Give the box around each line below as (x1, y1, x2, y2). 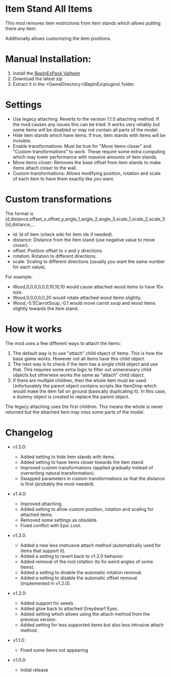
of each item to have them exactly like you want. (12, 175, 115, 182)
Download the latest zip (12, 75, 63, 82)
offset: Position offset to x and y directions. (12, 247, 104, 254)
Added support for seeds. (20, 600, 75, 606)
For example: (5, 274, 33, 280)
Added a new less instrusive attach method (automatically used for (20, 542, 161, 548)
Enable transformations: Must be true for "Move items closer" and (12, 143, 152, 149)
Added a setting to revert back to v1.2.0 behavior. (20, 553, 124, 559)
